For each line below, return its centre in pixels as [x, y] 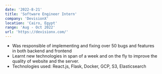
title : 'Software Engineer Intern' [41, 14]
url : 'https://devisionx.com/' [37, 32]
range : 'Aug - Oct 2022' [30, 28]
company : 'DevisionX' [27, 18]
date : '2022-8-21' [24, 9]
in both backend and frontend [42, 51]
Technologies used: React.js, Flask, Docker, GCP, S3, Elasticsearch [79, 66]
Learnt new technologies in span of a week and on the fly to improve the [85, 56]
